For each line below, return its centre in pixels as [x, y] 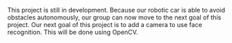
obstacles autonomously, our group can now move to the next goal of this [114, 17]
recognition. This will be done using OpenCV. [73, 32]
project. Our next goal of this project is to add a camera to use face [105, 25]
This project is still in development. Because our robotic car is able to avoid [116, 10]
